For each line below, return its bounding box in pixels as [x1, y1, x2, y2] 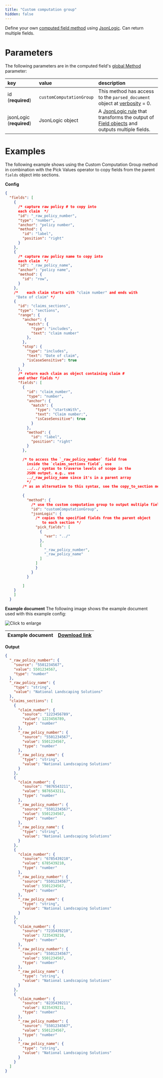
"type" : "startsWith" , [35, 407, 81, 413]
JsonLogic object [38, 117, 79, 124]
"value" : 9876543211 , [22, 789, 66, 794]
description [98, 80, 126, 86]
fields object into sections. [5, 172, 60, 178]
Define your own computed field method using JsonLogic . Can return [5, 25, 144, 31]
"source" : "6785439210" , [22, 856, 73, 862]
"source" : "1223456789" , [22, 712, 73, 717]
